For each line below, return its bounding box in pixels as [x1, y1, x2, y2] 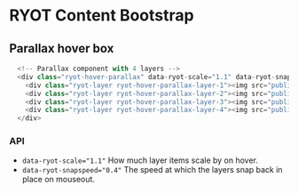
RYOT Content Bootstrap [9, 5, 194, 26]
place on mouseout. [21, 174, 96, 185]
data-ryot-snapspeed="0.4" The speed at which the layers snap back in [21, 165, 283, 175]
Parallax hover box [9, 41, 114, 56]
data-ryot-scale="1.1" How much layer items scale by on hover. [21, 155, 259, 165]
